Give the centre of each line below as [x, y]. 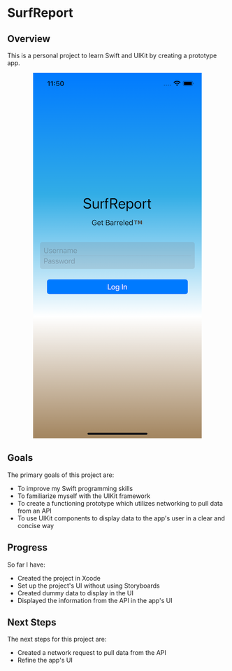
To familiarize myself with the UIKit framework [84, 496]
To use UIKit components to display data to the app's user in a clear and [121, 518]
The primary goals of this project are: [61, 475]
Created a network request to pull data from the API [92, 653]
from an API [35, 511]
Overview [29, 39]
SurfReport [40, 13]
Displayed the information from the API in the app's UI [95, 600]
